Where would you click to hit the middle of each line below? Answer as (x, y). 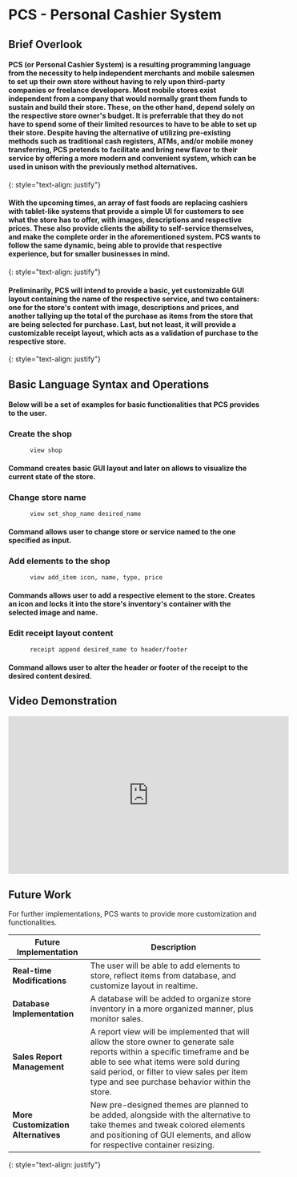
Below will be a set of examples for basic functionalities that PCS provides (134, 405)
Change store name (47, 497)
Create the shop (40, 434)
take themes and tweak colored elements (168, 1125)
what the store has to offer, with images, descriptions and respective (125, 220)
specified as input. (40, 540)
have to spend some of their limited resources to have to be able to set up (133, 124)
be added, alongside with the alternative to (170, 1115)
